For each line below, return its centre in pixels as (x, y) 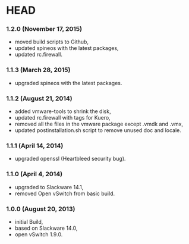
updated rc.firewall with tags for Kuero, (63, 118)
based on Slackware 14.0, (46, 228)
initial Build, (29, 221)
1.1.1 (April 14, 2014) (35, 146)
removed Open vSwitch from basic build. (64, 193)
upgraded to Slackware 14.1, (49, 187)
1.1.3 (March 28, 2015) (38, 70)
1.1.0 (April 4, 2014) (34, 174)
